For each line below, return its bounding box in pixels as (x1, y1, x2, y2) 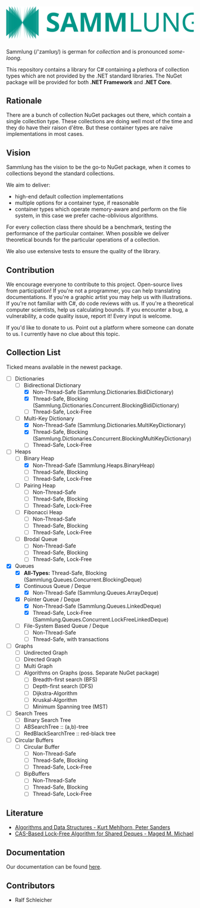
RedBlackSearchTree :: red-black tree (23, 730, 116, 737)
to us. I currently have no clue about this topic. (6, 331, 120, 337)
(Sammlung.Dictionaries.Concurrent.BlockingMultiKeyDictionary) (32, 435, 192, 442)
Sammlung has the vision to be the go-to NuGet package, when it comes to (6, 164, 191, 171)
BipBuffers (23, 770, 50, 778)
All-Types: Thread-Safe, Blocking (23, 569, 107, 576)
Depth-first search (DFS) (32, 683, 93, 690)
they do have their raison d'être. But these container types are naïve (6, 124, 173, 131)
